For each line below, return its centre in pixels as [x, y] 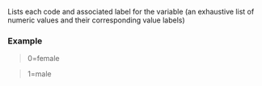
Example [25, 41]
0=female [43, 59]
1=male [39, 74]
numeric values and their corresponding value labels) [96, 20]
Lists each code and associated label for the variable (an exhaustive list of [131, 12]
